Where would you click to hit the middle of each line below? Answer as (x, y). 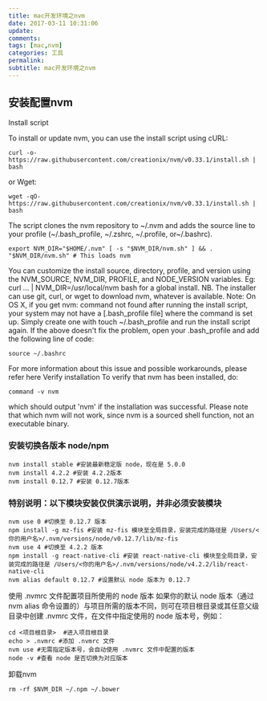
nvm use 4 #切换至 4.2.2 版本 (56, 548)
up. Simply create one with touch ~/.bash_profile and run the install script (129, 321)
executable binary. (39, 423)
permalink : (26, 61)
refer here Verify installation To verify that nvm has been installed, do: (123, 377)
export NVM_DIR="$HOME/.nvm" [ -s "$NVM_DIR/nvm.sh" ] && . (111, 249)
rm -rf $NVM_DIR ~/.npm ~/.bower (64, 690)
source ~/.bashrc (37, 353)
